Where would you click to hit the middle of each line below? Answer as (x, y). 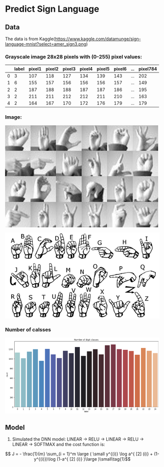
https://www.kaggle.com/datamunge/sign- (98, 39)
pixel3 (69, 69)
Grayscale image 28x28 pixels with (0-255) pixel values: (74, 56)
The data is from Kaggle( (30, 39)
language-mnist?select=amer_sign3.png (46, 44)
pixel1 (35, 69)
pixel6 (120, 69)
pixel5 (103, 69)
